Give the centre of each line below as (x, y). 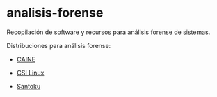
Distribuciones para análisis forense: (59, 45)
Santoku (29, 86)
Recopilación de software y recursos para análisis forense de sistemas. (108, 32)
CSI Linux (30, 73)
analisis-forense (55, 13)
